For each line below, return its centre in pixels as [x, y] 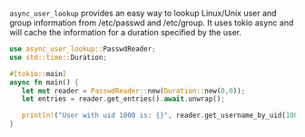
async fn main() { [44, 82]
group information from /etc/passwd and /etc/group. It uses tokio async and [152, 23]
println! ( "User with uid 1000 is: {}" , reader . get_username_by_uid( [153, 116]
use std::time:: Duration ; [58, 57]
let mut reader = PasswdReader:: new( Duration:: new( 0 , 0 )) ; [133, 91]
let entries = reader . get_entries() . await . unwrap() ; [123, 99]
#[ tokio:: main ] [38, 73]
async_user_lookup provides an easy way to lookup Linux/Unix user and [143, 13]
